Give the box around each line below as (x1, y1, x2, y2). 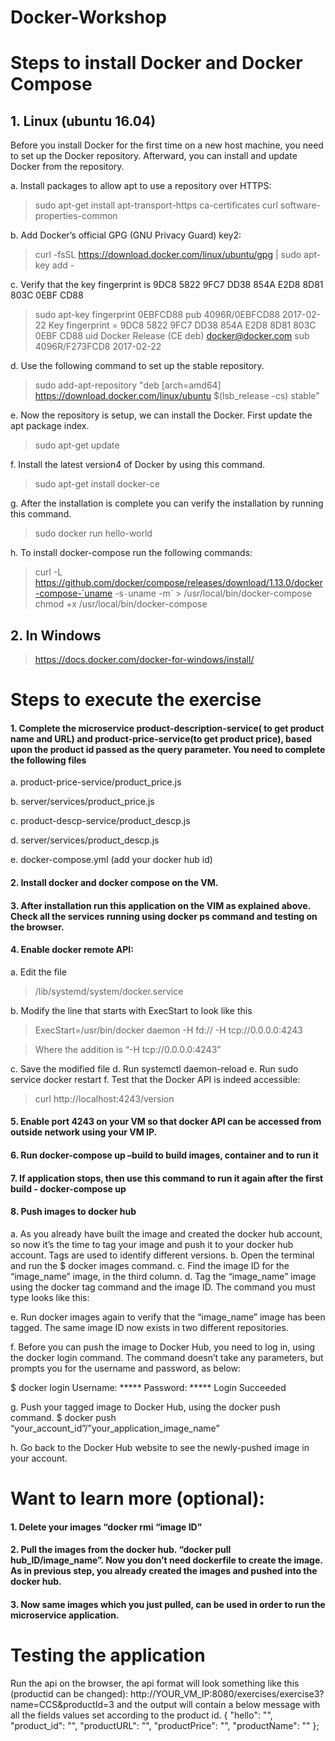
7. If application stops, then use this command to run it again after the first (10, 1172, 324, 1184)
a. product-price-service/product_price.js (10, 776, 182, 788)
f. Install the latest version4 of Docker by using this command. (10, 459, 266, 471)
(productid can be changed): (10, 1687, 129, 1700)
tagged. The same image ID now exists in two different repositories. (10, 1321, 289, 1333)
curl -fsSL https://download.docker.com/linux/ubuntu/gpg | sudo (34, 249, 302, 261)
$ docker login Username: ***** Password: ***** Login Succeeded (10, 1381, 287, 1393)
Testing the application (10, 1644, 206, 1666)
